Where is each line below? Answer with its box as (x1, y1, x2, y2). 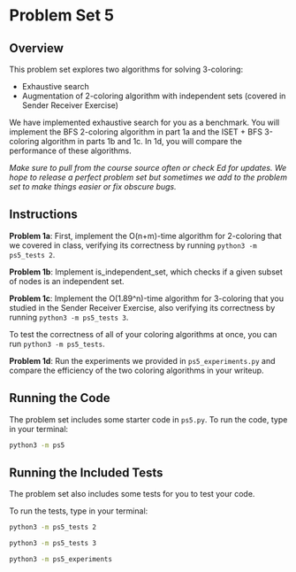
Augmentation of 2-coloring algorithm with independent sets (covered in (21, 90, 286, 101)
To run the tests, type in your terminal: (9, 506, 148, 516)
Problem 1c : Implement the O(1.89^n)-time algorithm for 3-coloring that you (9, 293, 285, 304)
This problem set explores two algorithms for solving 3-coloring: (9, 64, 244, 74)
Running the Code (9, 390, 110, 406)
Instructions (9, 207, 78, 222)
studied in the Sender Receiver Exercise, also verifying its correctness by (9, 302, 276, 313)
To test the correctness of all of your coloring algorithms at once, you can (9, 329, 277, 339)
